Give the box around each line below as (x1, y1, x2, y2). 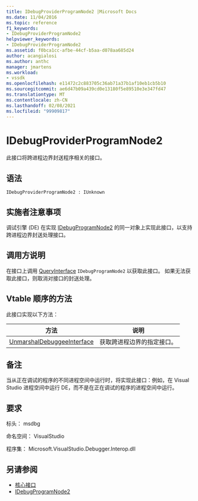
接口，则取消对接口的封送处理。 (16, 275, 95, 282)
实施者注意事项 (6, 207, 61, 217)
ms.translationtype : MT (6, 92, 65, 97)
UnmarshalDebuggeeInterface (9, 337, 94, 345)
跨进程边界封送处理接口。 (6, 231, 69, 238)
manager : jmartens (6, 64, 52, 70)
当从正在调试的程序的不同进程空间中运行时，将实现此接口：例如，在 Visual (6, 377, 189, 384)
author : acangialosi (6, 53, 58, 59)
